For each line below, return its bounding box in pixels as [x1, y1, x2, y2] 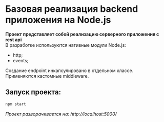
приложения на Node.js [5, 14, 111, 26]
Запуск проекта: [5, 88, 61, 97]
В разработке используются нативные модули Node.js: [5, 42, 127, 48]
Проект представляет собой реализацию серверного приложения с [5, 31, 159, 37]
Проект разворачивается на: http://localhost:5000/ [5, 111, 117, 117]
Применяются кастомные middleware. [5, 73, 89, 79]
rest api [5, 37, 22, 43]
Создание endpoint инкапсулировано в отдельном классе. [5, 67, 134, 74]
